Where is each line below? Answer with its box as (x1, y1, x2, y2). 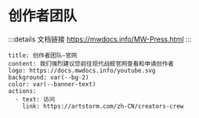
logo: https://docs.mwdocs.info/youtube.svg (8, 66, 156, 74)
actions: (8, 87, 37, 95)
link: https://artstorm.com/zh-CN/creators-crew (22, 102, 184, 110)
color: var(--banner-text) (8, 80, 96, 88)
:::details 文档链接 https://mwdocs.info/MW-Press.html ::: (8, 34, 192, 44)
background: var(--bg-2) (8, 73, 89, 81)
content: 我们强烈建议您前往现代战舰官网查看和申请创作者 (8, 59, 174, 67)
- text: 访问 (15, 95, 56, 103)
